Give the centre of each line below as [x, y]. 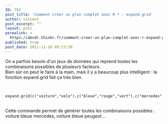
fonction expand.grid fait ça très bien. [44, 77]
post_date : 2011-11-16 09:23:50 [39, 47]
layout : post [19, 28]
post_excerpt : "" [23, 24]
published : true [22, 42]
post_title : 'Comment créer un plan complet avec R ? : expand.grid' [79, 14]
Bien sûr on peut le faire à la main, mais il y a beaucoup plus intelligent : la [81, 72]
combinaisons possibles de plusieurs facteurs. [53, 66]
